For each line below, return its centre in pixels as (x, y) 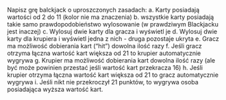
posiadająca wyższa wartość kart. (55, 89)
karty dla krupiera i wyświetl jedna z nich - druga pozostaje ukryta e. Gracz (113, 39)
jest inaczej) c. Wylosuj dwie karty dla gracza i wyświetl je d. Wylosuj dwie (112, 31)
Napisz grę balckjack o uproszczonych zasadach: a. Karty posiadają (103, 10)
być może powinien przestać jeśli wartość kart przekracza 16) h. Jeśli (105, 68)
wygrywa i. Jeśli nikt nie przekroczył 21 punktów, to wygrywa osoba (103, 82)
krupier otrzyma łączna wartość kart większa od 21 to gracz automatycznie (113, 75)
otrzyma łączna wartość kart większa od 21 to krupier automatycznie (104, 53)
